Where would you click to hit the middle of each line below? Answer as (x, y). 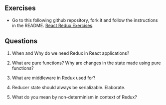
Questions (21, 41)
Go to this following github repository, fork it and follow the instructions (85, 20)
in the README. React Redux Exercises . (53, 25)
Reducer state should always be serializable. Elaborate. (69, 87)
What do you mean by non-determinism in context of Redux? (75, 97)
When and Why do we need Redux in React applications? (71, 53)
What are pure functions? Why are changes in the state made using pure (86, 63)
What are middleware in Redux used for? (54, 78)
